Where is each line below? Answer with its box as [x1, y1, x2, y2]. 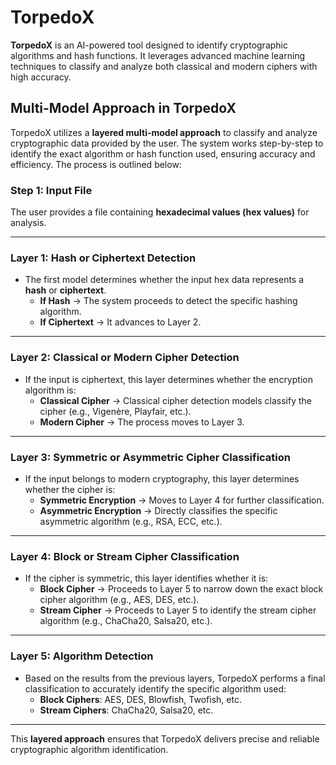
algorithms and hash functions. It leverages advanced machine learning [10, 49, 306, 61]
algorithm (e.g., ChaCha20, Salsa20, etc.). [39, 615, 213, 627]
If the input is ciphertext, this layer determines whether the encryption [24, 373, 313, 385]
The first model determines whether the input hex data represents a [24, 274, 305, 286]
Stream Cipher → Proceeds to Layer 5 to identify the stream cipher [39, 604, 317, 616]
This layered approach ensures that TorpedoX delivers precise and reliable [10, 732, 320, 745]
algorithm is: [24, 384, 77, 396]
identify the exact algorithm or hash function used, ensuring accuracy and [10, 147, 316, 160]
